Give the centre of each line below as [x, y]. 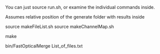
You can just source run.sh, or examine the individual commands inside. [80, 7]
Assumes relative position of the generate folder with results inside [75, 17]
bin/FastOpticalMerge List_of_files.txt [44, 46]
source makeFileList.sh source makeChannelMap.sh [60, 26]
